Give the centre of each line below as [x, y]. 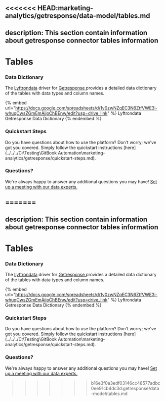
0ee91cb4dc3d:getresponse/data [125, 388]
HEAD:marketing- [65, 8]
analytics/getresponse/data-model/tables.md [78, 16]
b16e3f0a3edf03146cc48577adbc [126, 383]
